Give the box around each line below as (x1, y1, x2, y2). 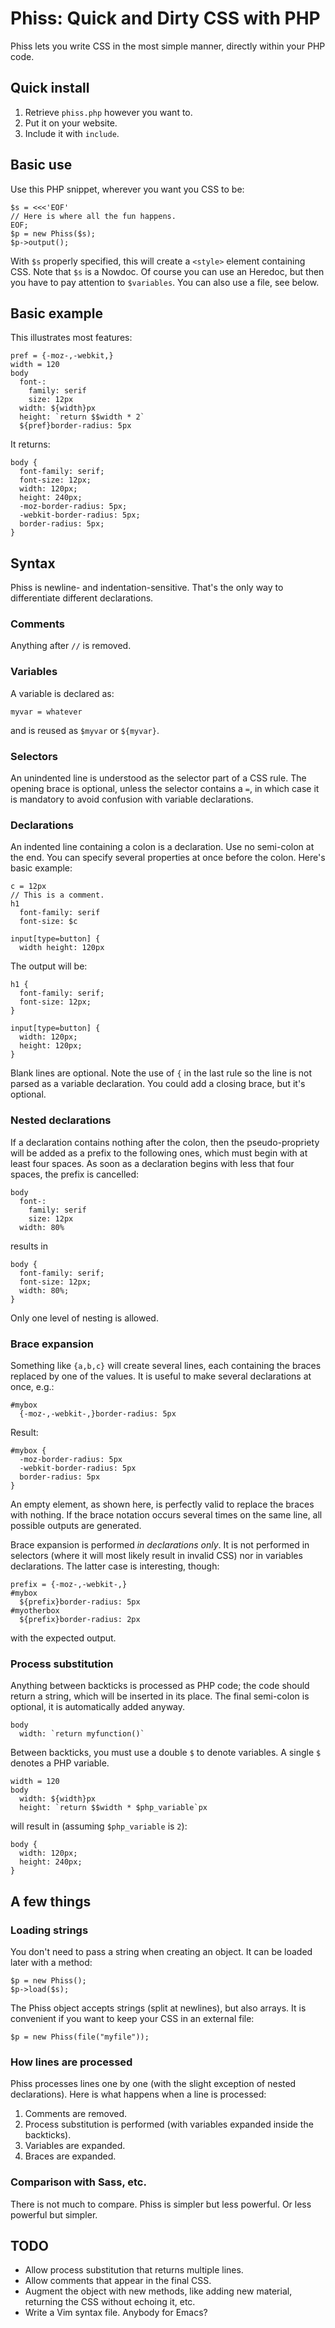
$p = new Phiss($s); (10, 228, 97, 239)
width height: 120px (19, 943, 105, 953)
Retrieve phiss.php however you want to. (24, 106, 193, 118)
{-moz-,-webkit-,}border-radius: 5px (19, 1408, 177, 1419)
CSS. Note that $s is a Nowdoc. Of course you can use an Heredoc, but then (10, 265, 325, 277)
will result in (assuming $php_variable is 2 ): (10, 1820, 188, 1832)
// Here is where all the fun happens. (10, 211, 177, 221)
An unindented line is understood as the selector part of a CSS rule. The (10, 772, 307, 784)
